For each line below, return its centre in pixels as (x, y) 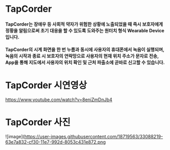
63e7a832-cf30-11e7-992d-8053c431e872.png (56, 142)
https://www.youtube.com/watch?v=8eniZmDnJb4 (59, 100)
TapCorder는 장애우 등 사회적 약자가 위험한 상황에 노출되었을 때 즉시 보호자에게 (84, 24)
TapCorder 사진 (38, 122)
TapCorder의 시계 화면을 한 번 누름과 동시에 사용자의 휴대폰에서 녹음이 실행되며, (85, 50)
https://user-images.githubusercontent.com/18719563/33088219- (94, 137)
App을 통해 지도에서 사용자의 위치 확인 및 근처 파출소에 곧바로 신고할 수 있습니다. (85, 63)
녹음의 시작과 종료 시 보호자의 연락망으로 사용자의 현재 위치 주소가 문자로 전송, (82, 56)
